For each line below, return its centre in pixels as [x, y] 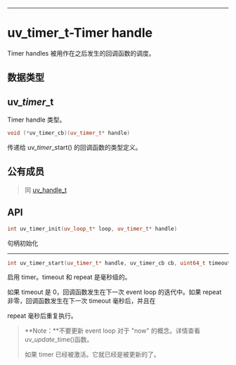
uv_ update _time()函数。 [59, 340]
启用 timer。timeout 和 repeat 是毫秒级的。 [69, 277]
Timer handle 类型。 [37, 120]
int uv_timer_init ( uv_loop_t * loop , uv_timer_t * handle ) [92, 229]
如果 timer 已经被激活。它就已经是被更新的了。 [92, 354]
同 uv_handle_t [46, 190]
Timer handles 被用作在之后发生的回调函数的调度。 [81, 53]
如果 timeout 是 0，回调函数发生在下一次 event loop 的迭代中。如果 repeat [114, 292]
